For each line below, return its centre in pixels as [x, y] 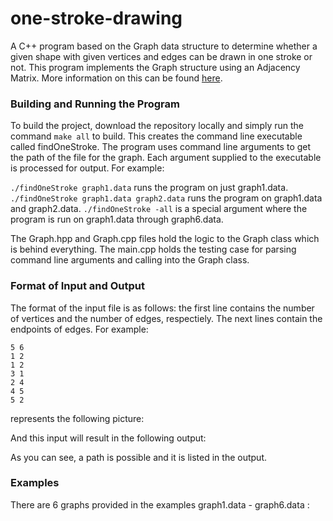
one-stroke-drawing [96, 18]
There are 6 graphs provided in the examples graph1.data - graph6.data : [160, 504]
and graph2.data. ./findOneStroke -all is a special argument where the [159, 209]
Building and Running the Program [95, 104]
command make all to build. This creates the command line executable [156, 136]
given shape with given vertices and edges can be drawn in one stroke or [161, 56]
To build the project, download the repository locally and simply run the [157, 126]
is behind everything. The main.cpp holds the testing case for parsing [153, 249]
